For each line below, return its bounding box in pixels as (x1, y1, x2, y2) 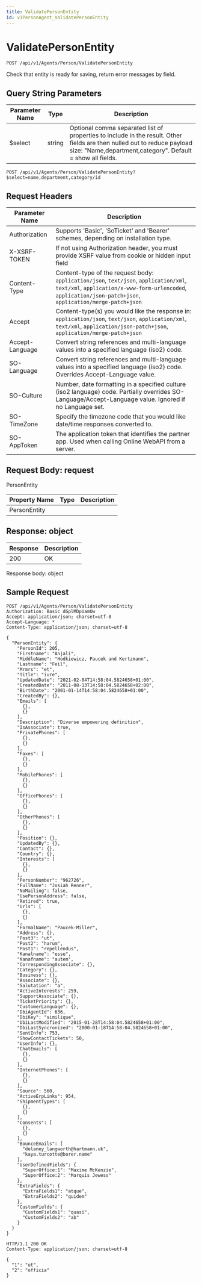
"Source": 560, (17, 1088, 55, 1094)
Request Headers (6, 191, 73, 201)
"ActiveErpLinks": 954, (17, 1093, 77, 1099)
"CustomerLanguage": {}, (17, 1003, 79, 1009)
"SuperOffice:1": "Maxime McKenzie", (22, 1167, 117, 1173)
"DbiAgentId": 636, (17, 1009, 66, 1015)
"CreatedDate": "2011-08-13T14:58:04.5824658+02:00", (17, 682, 155, 688)
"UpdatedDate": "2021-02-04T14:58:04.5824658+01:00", (17, 677, 155, 683)
